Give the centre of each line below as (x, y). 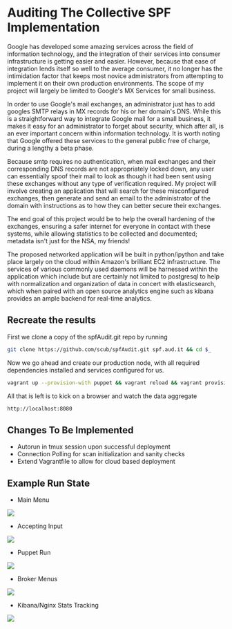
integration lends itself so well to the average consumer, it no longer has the (115, 68)
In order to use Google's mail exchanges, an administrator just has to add (111, 104)
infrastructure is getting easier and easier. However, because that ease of (112, 61)
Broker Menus (37, 579)
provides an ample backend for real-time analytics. (79, 298)
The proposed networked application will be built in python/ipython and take (116, 254)
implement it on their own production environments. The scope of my (106, 83)
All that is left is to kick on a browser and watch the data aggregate (102, 396)
